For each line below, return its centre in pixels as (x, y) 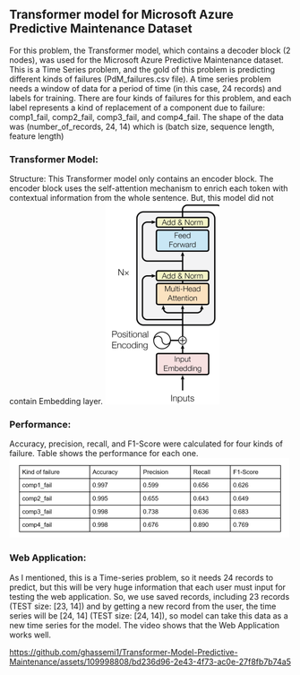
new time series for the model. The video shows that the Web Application (145, 625)
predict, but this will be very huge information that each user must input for (148, 587)
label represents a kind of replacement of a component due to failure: (137, 108)
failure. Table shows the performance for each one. (104, 454)
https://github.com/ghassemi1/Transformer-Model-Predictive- (124, 652)
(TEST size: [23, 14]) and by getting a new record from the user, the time (143, 606)
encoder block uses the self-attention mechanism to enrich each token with (149, 188)
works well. (30, 635)
